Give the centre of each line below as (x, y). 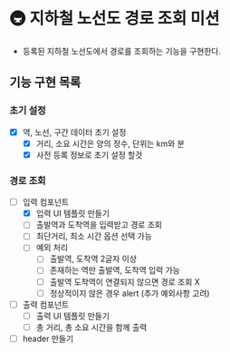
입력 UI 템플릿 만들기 (73, 213)
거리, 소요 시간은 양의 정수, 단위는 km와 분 (110, 143)
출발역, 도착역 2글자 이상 (93, 259)
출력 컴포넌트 (46, 304)
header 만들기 (48, 338)
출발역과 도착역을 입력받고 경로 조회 (99, 225)
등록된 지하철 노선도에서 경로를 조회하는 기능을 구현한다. (122, 51)
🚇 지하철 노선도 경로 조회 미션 (115, 19)
